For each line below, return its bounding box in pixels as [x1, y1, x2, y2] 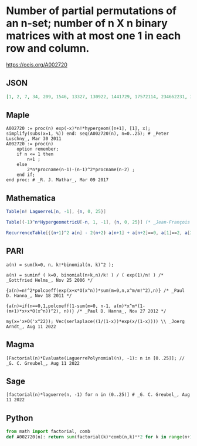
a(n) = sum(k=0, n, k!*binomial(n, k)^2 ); [6, 262, 114, 268]
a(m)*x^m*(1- [113, 303, 145, 309]
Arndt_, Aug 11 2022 [6, 324, 57, 329]
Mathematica [6, 193, 56, 203]
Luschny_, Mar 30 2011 [6, 136, 62, 142]
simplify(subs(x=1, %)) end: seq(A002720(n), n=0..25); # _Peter [6, 131, 169, 137]
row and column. [6, 42, 90, 55]
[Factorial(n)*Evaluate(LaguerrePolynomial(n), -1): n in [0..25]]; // [6, 355, 185, 361]
